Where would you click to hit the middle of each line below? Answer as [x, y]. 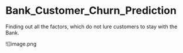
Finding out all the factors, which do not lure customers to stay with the [91, 26]
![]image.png [21, 44]
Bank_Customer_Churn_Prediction [91, 11]
